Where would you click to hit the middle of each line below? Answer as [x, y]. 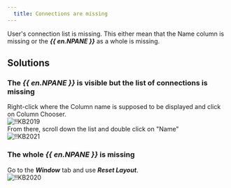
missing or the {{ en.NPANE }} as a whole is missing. [84, 41]
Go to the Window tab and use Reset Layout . [73, 170]
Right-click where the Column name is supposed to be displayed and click [114, 107]
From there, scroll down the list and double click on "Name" [93, 129]
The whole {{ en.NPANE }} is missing [71, 154]
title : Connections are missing [61, 14]
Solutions [29, 63]
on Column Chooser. [37, 114]
